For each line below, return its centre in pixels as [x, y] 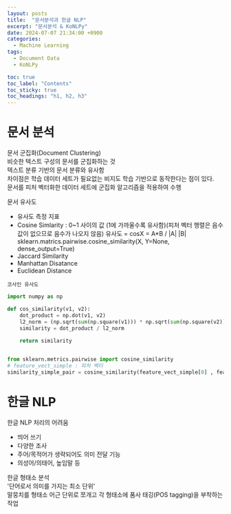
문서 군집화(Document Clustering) [54, 153]
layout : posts [27, 13]
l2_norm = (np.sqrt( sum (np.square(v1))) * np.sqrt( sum [100, 322]
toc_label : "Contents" [40, 83]
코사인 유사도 [23, 285]
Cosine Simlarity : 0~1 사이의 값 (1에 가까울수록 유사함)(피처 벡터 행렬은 [114, 225]
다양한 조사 [32, 445]
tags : [15, 52]
